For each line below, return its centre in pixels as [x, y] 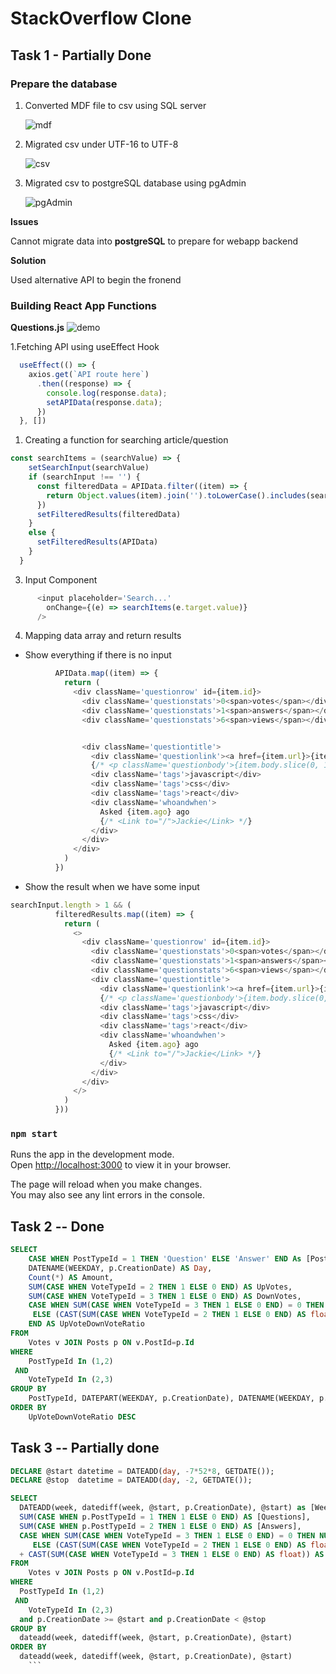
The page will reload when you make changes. [106, 1184]
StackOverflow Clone [101, 18]
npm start [34, 1133]
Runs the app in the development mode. [92, 1154]
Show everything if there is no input [98, 655]
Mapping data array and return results [103, 636]
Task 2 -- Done [57, 1226]
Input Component [61, 579]
